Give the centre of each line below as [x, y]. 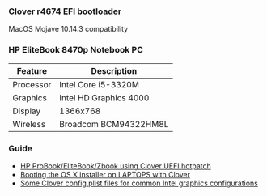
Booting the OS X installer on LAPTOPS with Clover [105, 174]
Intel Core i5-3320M [100, 84]
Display [27, 111]
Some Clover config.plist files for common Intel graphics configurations [139, 183]
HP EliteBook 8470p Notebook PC [76, 50]
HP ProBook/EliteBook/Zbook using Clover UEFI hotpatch [116, 166]
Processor [32, 84]
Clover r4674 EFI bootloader [65, 11]
